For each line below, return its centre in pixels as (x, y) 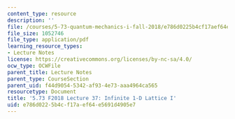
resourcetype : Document (42, 92)
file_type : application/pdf (48, 40)
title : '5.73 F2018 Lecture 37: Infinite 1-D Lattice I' (92, 99)
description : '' (31, 20)
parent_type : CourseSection (48, 79)
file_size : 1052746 (36, 33)
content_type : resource (42, 14)
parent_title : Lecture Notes (50, 72)
